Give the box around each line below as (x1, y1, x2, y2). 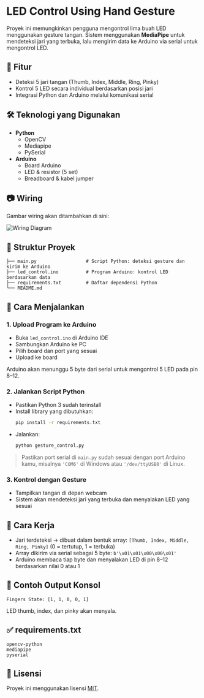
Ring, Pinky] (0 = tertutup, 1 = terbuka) (15, 543, 115, 550)
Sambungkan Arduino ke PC (15, 340, 87, 347)
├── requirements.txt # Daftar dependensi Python (6, 280, 157, 286)
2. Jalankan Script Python (6, 387, 85, 396)
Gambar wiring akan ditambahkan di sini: (6, 213, 110, 220)
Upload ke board (15, 354, 58, 361)
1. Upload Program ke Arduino (6, 320, 97, 328)
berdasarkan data (6, 275, 51, 281)
